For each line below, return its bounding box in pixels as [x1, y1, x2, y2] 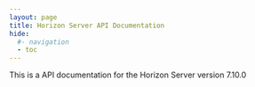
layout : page [9, 12, 58, 22]
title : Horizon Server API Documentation [9, 21, 165, 30]
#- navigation [17, 37, 69, 47]
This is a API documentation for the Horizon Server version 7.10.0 [9, 69, 247, 80]
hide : [9, 29, 29, 38]
